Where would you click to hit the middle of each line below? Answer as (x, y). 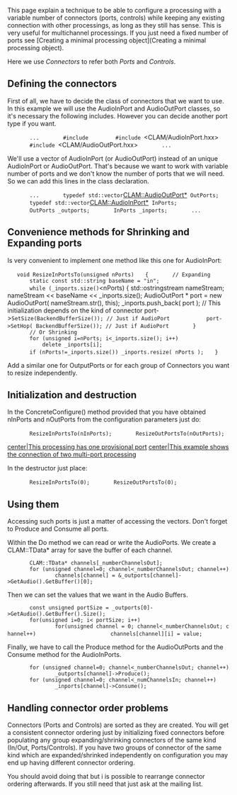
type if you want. (32, 123)
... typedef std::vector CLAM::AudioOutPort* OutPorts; (124, 195)
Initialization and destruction (72, 395)
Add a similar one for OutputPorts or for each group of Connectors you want (118, 365)
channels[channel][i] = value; (157, 634)
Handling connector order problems (88, 708)
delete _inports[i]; (72, 344)
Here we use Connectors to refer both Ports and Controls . (92, 62)
